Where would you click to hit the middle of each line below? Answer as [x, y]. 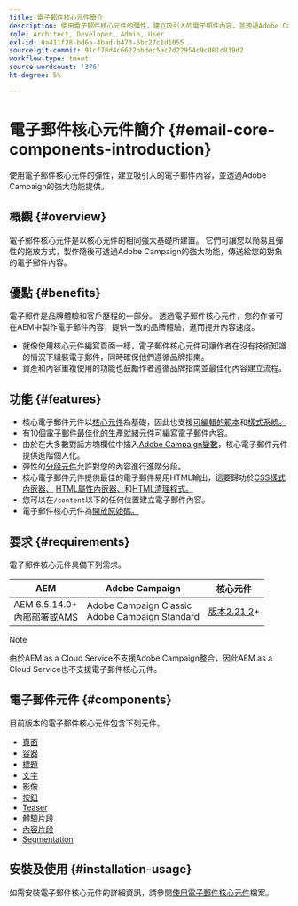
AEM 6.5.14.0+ [46, 604]
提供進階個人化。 [53, 455]
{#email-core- [221, 129]
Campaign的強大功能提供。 [59, 186]
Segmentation [47, 839]
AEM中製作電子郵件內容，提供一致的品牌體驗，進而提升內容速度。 [138, 327]
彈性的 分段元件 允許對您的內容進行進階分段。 [104, 467]
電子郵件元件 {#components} [90, 700]
